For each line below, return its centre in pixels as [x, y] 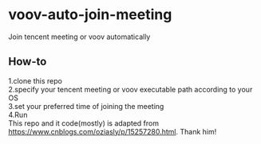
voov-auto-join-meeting [90, 15]
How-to [28, 62]
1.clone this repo [35, 80]
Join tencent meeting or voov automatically [79, 37]
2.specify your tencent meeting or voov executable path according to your [130, 89]
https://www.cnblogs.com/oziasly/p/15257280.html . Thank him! [113, 131]
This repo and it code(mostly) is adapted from [84, 123]
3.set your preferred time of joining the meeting [86, 106]
